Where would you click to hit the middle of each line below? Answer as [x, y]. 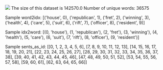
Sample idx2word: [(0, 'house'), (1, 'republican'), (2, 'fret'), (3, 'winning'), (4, [81, 32]
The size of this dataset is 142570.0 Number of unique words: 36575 [80, 8]
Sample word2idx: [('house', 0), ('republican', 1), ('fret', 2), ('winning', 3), [78, 17]
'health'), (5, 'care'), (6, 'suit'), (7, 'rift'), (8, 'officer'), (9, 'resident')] [72, 37]
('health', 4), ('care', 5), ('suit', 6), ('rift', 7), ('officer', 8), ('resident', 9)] [75, 23]
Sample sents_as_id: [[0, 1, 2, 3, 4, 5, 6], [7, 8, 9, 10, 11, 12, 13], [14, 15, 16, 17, [81, 47]
